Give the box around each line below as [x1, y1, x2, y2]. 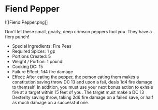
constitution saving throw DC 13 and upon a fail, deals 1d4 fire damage [12, 79, 153, 85]
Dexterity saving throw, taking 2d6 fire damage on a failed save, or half [12, 94, 154, 100]
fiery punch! [5, 34, 29, 40]
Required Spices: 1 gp [12, 48, 56, 54]
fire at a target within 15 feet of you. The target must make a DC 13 [12, 89, 144, 95]
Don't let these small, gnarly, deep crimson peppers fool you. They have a [5, 28, 152, 34]
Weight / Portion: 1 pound [12, 58, 63, 64]
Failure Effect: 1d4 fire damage [12, 69, 73, 74]
